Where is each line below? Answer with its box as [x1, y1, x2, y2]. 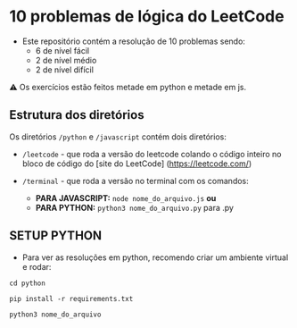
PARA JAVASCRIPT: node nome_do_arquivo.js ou [35, 192, 217, 203]
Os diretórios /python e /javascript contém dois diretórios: [9, 131, 227, 142]
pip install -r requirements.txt [9, 294, 134, 303]
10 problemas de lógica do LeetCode [9, 6, 285, 27]
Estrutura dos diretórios [9, 107, 144, 122]
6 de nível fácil [35, 45, 90, 55]
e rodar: [21, 261, 52, 272]
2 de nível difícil [35, 64, 94, 75]
